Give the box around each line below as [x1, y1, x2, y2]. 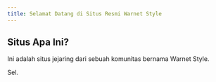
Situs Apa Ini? [7, 36, 69, 48]
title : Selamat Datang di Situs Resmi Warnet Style [7, 10, 162, 18]
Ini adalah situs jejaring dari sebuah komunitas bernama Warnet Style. [7, 55, 210, 63]
